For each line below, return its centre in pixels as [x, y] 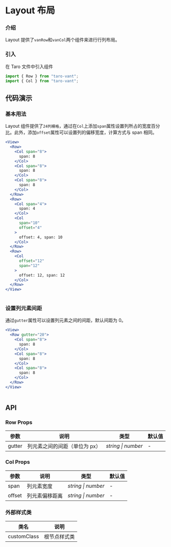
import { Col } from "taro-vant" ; [42, 81]
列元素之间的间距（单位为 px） [64, 446]
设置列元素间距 [24, 308]
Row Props [19, 422]
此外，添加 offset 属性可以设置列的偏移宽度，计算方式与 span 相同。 [86, 132]
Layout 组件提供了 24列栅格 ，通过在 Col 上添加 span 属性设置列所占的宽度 [78, 126]
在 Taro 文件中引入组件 [29, 66]
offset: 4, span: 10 [41, 237]
